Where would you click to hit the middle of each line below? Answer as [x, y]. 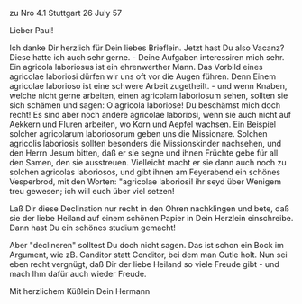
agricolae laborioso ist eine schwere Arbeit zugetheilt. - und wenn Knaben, [148, 86]
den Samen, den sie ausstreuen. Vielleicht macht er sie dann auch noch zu [148, 162]
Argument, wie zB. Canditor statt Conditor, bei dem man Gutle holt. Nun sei [148, 255]
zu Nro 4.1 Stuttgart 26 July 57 [66, 13]
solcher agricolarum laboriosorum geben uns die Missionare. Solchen [138, 134]
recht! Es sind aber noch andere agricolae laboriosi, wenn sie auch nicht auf [151, 115]
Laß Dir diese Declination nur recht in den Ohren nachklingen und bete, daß [150, 209]
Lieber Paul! [32, 30]
